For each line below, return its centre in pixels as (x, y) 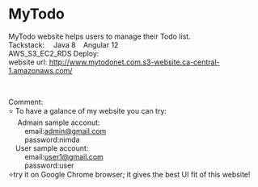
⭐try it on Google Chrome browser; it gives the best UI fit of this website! (129, 174)
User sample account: (52, 148)
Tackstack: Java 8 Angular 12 (63, 44)
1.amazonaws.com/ (40, 70)
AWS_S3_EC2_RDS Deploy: (54, 53)
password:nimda (52, 139)
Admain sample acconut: (59, 123)
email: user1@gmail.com (63, 156)
